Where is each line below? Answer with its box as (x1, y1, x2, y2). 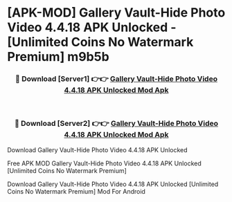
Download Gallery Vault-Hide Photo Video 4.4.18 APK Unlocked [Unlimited (7, 180, 219, 188)
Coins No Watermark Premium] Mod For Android (7, 187, 145, 195)
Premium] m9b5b (7, 49, 109, 65)
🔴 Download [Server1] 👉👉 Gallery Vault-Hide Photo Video (15, 74, 218, 84)
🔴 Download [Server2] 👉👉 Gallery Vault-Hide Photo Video (14, 119, 219, 129)
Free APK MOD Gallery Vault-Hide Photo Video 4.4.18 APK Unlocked (7, 159, 202, 167)
